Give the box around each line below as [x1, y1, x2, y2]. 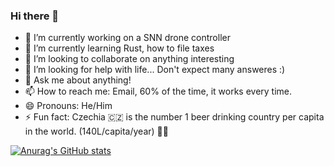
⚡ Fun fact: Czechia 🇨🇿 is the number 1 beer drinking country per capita [24, 111, 325, 123]
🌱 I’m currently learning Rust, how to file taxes [24, 42, 215, 54]
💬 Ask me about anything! [24, 74, 132, 86]
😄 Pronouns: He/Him [24, 100, 113, 112]
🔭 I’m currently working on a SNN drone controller [24, 32, 231, 44]
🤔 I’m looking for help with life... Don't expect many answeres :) [24, 64, 286, 76]
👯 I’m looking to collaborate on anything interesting [24, 53, 235, 65]
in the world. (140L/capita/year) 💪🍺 [24, 125, 169, 138]
